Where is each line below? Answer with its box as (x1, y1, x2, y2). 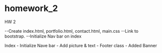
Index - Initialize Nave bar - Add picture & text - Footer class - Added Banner (4, 42, 158, 48)
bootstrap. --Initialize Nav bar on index (4, 33, 82, 39)
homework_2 (4, 3, 59, 14)
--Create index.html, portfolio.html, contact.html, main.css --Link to (4, 28, 139, 34)
